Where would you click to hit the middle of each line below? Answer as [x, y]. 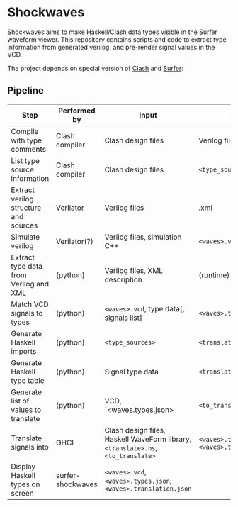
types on [25, 484]
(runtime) [214, 275]
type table [28, 380]
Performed [77, 111]
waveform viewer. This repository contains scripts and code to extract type [117, 39]
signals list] [124, 318]
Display [23, 467]
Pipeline [26, 90]
